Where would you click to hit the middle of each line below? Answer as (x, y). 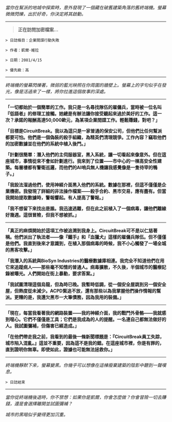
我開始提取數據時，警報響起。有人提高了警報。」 (56, 197)
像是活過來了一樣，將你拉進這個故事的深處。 (61, 92)
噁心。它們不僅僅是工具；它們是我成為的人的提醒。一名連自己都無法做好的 (88, 319)
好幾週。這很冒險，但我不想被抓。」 (42, 215)
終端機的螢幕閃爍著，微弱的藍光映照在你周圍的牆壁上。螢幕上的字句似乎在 (83, 85)
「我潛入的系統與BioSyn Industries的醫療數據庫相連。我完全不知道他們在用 (85, 261)
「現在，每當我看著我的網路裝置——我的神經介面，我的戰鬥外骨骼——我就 (83, 313)
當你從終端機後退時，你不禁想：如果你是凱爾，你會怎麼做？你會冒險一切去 (83, 397)
